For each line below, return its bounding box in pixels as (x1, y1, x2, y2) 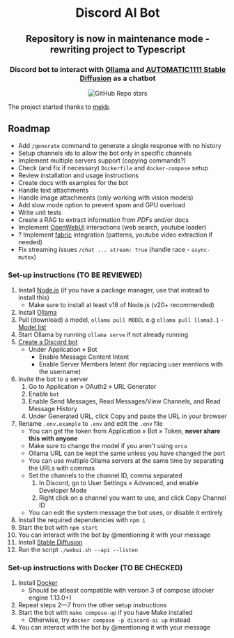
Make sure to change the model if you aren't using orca (28, 441, 187, 450)
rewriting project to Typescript (49, 43, 186, 55)
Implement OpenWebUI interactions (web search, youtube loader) (17, 223, 207, 231)
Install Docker (17, 579, 58, 587)
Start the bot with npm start (17, 523, 98, 531)
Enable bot (28, 390, 60, 398)
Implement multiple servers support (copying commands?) (17, 156, 187, 165)
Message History (28, 404, 78, 413)
